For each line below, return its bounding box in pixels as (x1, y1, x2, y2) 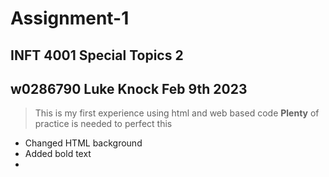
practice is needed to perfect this (34, 118, 173, 130)
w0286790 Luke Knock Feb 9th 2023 (10, 80, 248, 97)
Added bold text (24, 148, 92, 160)
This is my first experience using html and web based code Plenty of (34, 107, 320, 119)
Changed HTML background (24, 137, 143, 149)
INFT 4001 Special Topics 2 (10, 47, 184, 64)
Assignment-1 (10, 7, 130, 30)
